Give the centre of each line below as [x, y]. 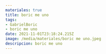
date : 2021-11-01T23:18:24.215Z [39, 34]
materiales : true [24, 10]
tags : [11, 20]
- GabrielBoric [21, 24]
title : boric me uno [27, 15]
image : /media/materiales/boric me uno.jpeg [53, 39]
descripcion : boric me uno [34, 44]
